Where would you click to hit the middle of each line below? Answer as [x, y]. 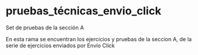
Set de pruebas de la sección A [45, 27]
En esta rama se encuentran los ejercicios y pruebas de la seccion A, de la [99, 39]
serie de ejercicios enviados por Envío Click [60, 45]
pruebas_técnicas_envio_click [84, 11]
